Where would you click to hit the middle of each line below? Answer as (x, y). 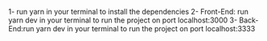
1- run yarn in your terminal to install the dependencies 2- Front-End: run (129, 12)
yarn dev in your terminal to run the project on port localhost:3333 (146, 29)
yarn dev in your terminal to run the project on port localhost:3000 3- (123, 20)
